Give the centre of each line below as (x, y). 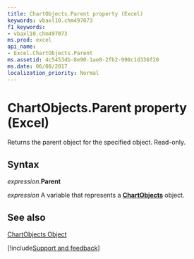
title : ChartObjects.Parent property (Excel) (75, 14)
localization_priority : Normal (53, 73)
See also (26, 217)
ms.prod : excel (30, 40)
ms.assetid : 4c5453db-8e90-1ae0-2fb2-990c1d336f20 (83, 60)
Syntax (23, 164)
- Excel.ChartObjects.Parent (50, 54)
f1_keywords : (26, 27)
